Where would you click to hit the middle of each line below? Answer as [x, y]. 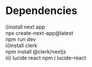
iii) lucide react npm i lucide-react [46, 58]
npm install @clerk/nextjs [36, 51]
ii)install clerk [21, 45]
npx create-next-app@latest [39, 33]
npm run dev [21, 39]
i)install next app [25, 27]
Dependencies [41, 11]
